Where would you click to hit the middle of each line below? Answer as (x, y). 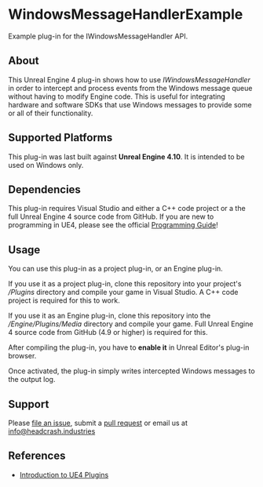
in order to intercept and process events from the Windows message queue (130, 88)
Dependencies (44, 189)
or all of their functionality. (51, 113)
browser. (22, 356)
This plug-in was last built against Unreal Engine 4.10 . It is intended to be (126, 156)
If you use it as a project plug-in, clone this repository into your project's (125, 284)
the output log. (32, 380)
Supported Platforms (60, 138)
